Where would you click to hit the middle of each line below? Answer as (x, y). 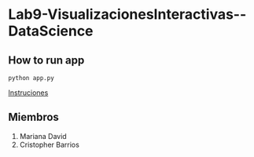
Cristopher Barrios (50, 144)
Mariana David (43, 136)
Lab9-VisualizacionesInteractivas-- (127, 15)
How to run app (46, 60)
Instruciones (28, 93)
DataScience (51, 31)
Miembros (33, 117)
